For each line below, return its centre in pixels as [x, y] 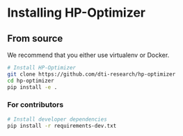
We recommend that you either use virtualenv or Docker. [88, 55]
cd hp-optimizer [31, 80]
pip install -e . [32, 87]
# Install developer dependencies [57, 119]
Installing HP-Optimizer [77, 13]
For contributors [35, 105]
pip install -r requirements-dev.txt [62, 126]
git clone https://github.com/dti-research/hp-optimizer [91, 74]
